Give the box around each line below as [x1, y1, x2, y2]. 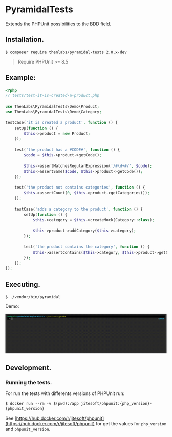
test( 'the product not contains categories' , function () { [14, 185, 145, 190]
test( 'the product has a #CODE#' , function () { [14, 147, 120, 152]
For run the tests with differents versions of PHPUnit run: [5, 390, 125, 397]
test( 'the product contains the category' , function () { [24, 244, 150, 249]
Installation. [5, 35, 45, 44]
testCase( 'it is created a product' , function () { [5, 120, 118, 125]
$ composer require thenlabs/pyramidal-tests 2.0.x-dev [5, 50, 127, 55]
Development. [5, 364, 52, 372]
